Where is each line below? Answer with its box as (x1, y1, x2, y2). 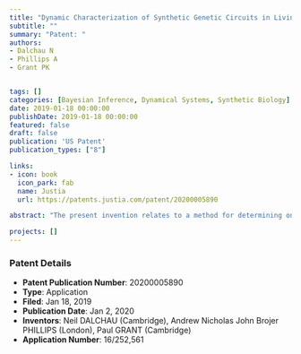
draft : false (9, 129, 58, 138)
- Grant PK (9, 64, 50, 73)
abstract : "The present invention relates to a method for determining (9, 212, 282, 220)
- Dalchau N (9, 47, 54, 56)
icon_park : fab (17, 178, 74, 187)
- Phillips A (9, 55, 58, 64)
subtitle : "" (9, 22, 58, 30)
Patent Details (9, 256, 72, 269)
